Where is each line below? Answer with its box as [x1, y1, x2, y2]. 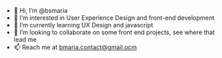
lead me [13, 35, 37, 44]
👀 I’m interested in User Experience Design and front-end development [13, 14, 215, 22]
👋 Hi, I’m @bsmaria [13, 7, 68, 14]
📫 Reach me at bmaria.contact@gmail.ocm [13, 43, 137, 51]
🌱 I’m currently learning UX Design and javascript [13, 21, 153, 29]
